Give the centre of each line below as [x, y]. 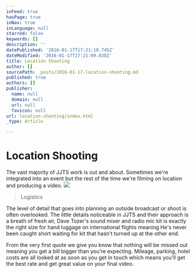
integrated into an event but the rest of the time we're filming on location [94, 178]
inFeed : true [22, 12]
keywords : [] [22, 39]
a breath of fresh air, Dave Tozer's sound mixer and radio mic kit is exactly [96, 221]
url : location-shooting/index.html [50, 116]
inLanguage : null [27, 28]
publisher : [19, 89]
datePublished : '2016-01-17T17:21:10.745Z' [61, 50]
